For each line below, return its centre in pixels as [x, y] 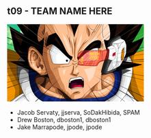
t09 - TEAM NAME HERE [60, 11]
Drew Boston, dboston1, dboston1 [64, 119]
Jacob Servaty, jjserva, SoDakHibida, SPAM [78, 112]
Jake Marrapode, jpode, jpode [59, 127]
